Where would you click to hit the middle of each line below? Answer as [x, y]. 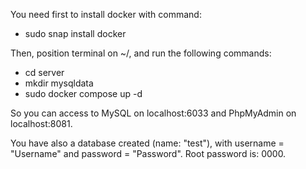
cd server [44, 72]
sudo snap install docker [75, 33]
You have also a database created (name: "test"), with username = [147, 143]
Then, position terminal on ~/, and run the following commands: [141, 53]
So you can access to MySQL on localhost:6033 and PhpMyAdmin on [153, 113]
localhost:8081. [41, 123]
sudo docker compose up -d [83, 93]
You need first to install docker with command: [106, 14]
